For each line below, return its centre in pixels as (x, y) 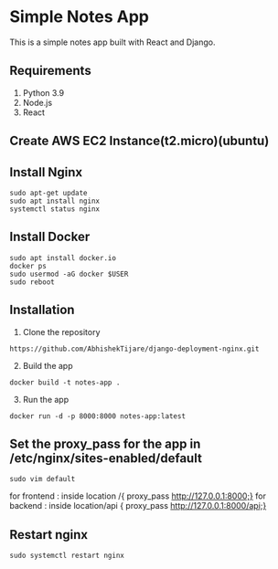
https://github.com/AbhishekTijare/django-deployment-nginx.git (134, 349)
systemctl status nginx (55, 209)
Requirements (50, 71)
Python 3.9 (43, 92)
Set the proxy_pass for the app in (105, 443)
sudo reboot (32, 282)
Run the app (46, 399)
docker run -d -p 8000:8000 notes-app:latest (97, 416)
